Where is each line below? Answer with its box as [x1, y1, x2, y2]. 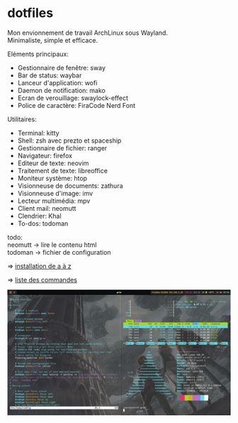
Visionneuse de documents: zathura [17, 181, 123, 189]
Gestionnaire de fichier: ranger [17, 143, 108, 152]
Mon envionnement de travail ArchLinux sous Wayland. [7, 28, 169, 37]
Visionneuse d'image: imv [17, 189, 93, 197]
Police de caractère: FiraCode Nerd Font [17, 101, 136, 109]
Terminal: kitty [17, 128, 59, 137]
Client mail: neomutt [17, 204, 76, 212]
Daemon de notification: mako [17, 86, 106, 94]
